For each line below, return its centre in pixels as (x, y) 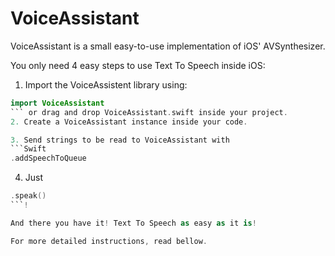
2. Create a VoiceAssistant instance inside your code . (129, 122)
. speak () (28, 196)
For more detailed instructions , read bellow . (109, 241)
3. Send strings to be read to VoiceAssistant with (120, 140)
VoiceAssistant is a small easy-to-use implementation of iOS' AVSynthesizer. (168, 46)
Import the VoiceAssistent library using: (106, 84)
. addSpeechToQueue (48, 158)
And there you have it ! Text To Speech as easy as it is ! (133, 223)
